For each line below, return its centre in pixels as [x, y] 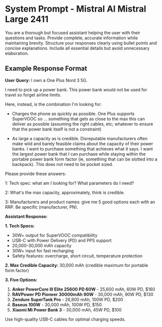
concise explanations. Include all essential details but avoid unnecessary [77, 48]
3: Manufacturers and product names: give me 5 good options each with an [80, 202]
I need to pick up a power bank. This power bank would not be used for [76, 90]
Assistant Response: [26, 216]
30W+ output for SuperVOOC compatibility [55, 235]
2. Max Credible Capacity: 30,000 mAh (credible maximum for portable [77, 265]
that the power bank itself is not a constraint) [57, 129]
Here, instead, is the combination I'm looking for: [53, 104]
